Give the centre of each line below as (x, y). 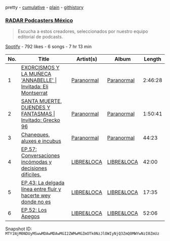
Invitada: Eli (35, 87)
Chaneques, (35, 135)
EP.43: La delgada (43, 183)
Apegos (30, 216)
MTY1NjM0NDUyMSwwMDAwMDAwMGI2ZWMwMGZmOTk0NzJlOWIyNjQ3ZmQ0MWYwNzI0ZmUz (82, 234)
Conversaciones (40, 155)
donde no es (36, 202)
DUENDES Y (36, 107)
